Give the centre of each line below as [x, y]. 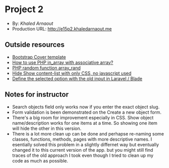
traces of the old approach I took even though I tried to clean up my [83, 155]
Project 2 [24, 9]
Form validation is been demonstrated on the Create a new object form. [87, 112]
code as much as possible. [40, 160]
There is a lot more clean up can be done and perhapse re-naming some [88, 133]
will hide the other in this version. [47, 128]
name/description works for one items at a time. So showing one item [85, 123]
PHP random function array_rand [46, 68]
